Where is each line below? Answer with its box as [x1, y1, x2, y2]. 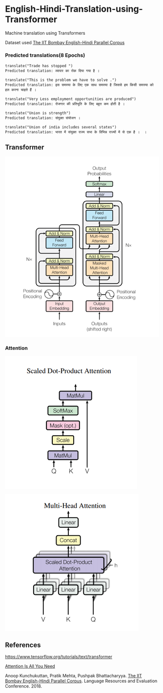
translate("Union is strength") [5, 111, 71, 116]
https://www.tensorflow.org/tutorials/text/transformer [5, 653, 113, 660]
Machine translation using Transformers [5, 30, 85, 36]
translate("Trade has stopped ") [5, 64, 73, 69]
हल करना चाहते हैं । [5, 87, 37, 93]
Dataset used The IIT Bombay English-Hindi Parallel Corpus [5, 39, 125, 45]
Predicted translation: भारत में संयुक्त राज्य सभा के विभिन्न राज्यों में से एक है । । [5, 130, 147, 135]
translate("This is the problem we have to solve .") [5, 77, 117, 83]
